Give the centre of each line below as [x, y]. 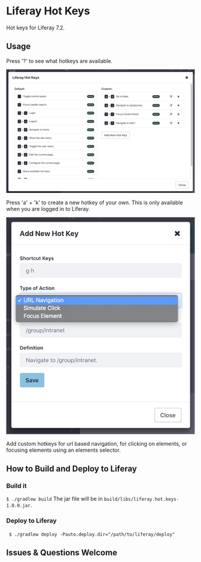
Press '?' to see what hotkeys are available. [59, 61]
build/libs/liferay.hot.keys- [141, 499]
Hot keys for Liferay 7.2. [35, 28]
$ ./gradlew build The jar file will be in [54, 499]
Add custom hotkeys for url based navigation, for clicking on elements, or [97, 443]
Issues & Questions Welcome [62, 553]
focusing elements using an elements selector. [63, 450]
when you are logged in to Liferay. [48, 209]
